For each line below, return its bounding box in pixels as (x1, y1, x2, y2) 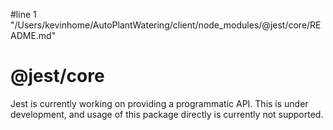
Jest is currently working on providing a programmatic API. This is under (10, 97, 309, 109)
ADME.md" (10, 30, 57, 41)
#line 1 (10, 9, 37, 20)
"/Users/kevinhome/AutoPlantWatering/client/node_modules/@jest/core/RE (10, 19, 322, 31)
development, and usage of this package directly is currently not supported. (10, 108, 324, 120)
